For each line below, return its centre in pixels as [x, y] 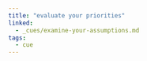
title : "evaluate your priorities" [67, 15]
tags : [17, 38]
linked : [21, 23]
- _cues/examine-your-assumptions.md [77, 30]
